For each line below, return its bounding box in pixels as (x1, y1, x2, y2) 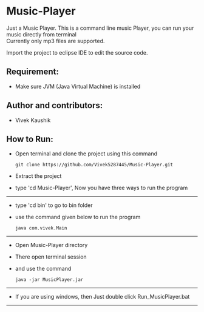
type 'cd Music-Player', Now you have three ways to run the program (15, 184, 188, 192)
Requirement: (6, 67, 59, 77)
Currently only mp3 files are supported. (6, 37, 105, 44)
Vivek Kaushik (15, 117, 51, 124)
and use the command (15, 265, 72, 273)
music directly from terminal (6, 30, 77, 38)
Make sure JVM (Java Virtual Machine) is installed (15, 83, 141, 90)
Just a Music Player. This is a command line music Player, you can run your (6, 24, 194, 32)
